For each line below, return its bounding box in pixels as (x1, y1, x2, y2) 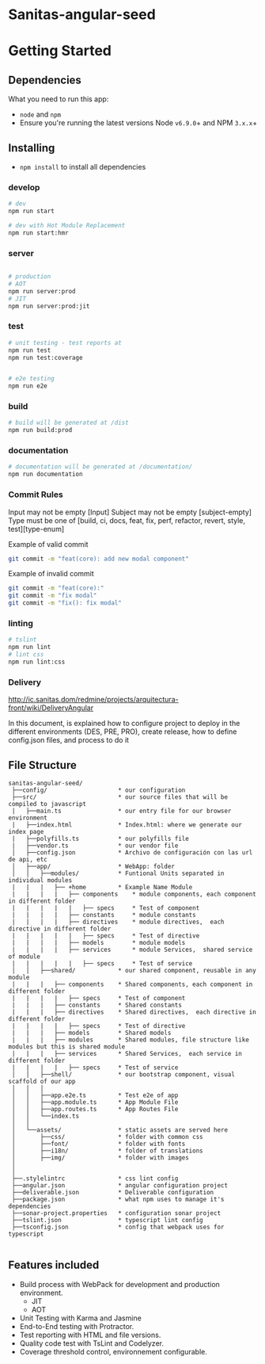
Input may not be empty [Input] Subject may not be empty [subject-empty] (8, 507, 252, 517)
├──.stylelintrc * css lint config (11, 1175, 179, 1183)
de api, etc (8, 855, 47, 863)
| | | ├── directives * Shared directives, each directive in (11, 1008, 257, 1016)
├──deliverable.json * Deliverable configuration (11, 1188, 214, 1196)
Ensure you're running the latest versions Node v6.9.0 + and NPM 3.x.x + (19, 118, 258, 128)
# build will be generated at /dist (8, 418, 129, 427)
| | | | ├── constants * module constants (11, 911, 196, 919)
